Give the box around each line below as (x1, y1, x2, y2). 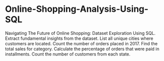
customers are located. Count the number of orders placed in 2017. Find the (5, 40, 158, 46)
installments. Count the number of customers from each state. (5, 51, 131, 57)
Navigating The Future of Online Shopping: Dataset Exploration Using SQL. (5, 30, 156, 36)
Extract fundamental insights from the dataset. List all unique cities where (5, 35, 153, 41)
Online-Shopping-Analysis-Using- (5, 3, 148, 15)
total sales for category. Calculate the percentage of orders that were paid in (5, 46, 160, 52)
